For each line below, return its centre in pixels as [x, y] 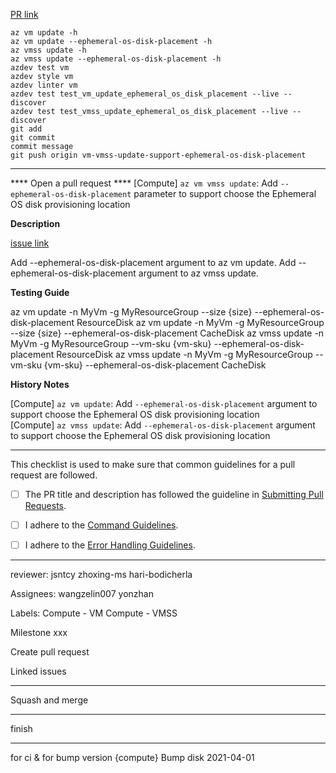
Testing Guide [40, 292]
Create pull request [50, 652]
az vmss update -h [48, 50]
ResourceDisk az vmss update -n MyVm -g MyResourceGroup [184, 354]
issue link [30, 243]
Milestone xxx [39, 633]
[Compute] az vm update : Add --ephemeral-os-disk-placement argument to [164, 403]
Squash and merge [49, 700]
